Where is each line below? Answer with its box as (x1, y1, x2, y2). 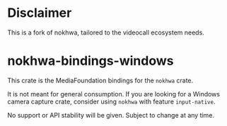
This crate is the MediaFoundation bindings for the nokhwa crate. (7, 76, 194, 84)
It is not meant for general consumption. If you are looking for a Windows (7, 89, 221, 98)
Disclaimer (7, 5, 72, 21)
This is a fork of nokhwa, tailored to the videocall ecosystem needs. (7, 28, 205, 37)
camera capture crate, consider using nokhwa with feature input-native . (7, 97, 216, 106)
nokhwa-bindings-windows (7, 53, 174, 69)
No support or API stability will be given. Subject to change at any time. (7, 111, 214, 119)
